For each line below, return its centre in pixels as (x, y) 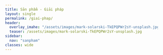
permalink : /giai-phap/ (29, 18)
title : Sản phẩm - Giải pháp (34, 9)
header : (13, 23)
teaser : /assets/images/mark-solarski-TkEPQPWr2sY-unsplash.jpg (76, 32)
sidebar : (14, 36)
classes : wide (19, 45)
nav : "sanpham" (25, 41)
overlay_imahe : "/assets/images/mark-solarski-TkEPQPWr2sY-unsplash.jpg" (85, 27)
